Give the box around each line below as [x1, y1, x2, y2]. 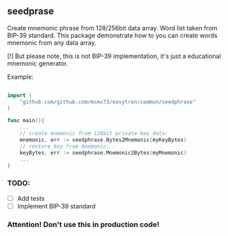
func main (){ [7, 117, 45, 124]
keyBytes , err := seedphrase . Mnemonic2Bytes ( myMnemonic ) [19, 149, 187, 156]
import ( [7, 92, 32, 99]
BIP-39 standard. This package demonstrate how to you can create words [7, 31, 218, 39]
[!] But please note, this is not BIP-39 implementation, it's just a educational [7, 52, 221, 60]
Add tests [17, 194, 45, 202]
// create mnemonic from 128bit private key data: [19, 130, 169, 137]
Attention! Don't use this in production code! [7, 219, 160, 229]
